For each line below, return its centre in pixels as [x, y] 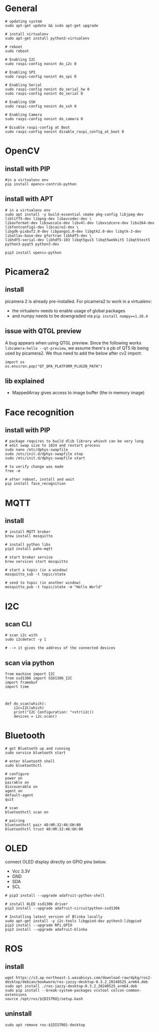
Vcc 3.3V [21, 871]
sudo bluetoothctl [23, 766]
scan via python [30, 663]
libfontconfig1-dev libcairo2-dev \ [42, 227]
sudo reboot [17, 51]
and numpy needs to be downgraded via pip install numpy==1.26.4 [80, 316]
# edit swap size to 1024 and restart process [53, 446]
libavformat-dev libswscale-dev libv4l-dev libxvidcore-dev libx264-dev [80, 223]
